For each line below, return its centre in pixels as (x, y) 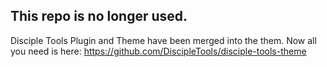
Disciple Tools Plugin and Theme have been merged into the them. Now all (163, 40)
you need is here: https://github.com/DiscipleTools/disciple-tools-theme (158, 51)
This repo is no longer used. (99, 16)
